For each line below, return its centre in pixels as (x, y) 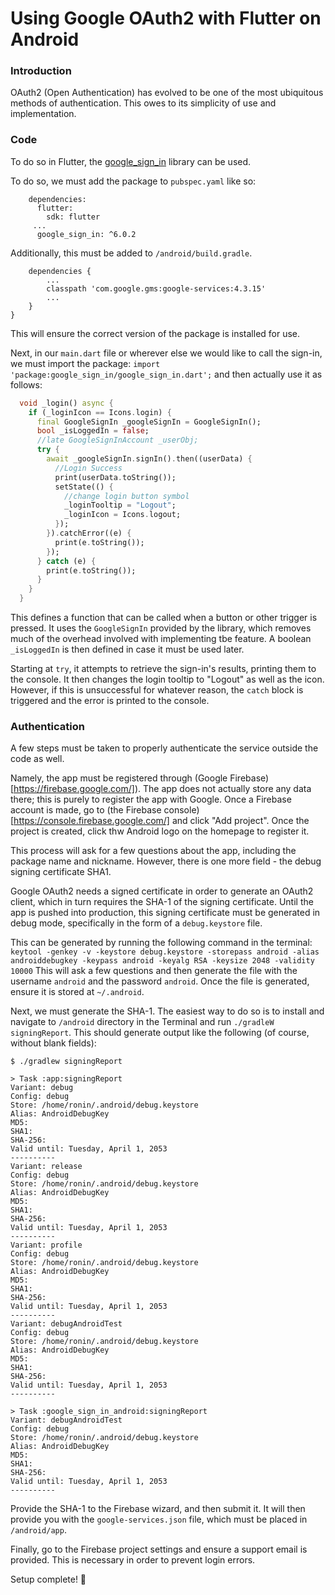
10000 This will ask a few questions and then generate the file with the (154, 971)
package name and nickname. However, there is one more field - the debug (166, 861)
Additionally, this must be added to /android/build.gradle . (131, 253)
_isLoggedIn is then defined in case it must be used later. (127, 649)
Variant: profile (46, 1245)
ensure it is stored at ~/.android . (77, 992)
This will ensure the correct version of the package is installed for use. (155, 333)
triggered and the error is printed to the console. (110, 701)
